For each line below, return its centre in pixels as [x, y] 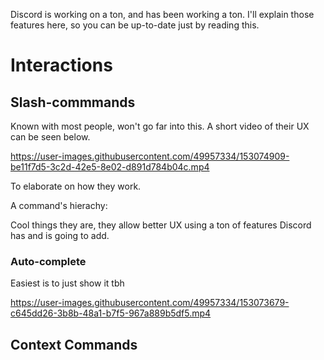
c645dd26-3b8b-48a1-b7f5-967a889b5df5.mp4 [111, 313]
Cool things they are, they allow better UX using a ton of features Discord [161, 225]
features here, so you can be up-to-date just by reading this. [135, 25]
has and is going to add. [60, 235]
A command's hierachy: [59, 205]
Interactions [61, 65]
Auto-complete [48, 261]
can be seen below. [50, 137]
